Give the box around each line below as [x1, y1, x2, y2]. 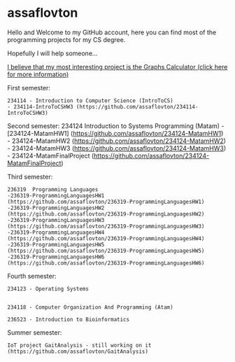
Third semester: [7, 172, 53, 181]
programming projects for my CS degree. [7, 35, 126, 43]
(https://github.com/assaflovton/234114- [76, 103, 199, 110]
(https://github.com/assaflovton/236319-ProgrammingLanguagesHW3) [7, 223, 205, 230]
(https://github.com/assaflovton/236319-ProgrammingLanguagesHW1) [7, 198, 205, 205]
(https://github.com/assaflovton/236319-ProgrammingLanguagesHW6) [7, 259, 205, 267]
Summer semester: [7, 328, 62, 337]
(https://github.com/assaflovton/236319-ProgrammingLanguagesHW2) [7, 210, 205, 218]
